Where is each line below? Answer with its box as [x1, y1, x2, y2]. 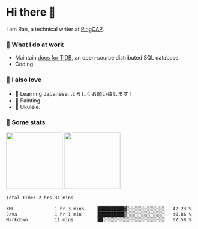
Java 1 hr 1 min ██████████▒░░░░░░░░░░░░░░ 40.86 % [6, 211, 192, 218]
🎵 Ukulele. [14, 103, 41, 110]
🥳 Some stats [6, 118, 46, 127]
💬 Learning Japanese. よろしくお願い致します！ [14, 90, 134, 97]
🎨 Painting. [14, 96, 42, 104]
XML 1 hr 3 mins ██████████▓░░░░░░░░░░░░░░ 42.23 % [6, 205, 192, 212]
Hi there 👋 [6, 5, 56, 19]
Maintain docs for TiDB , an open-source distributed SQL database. [14, 54, 180, 61]
